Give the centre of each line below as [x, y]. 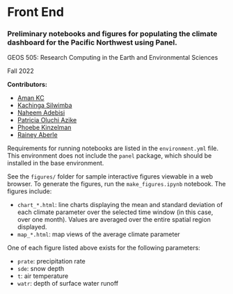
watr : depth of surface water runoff [68, 284]
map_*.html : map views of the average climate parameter [99, 234]
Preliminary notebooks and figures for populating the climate [112, 34]
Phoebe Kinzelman [44, 128]
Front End [36, 12]
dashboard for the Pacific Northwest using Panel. [92, 42]
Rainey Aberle [37, 135]
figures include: [30, 191]
